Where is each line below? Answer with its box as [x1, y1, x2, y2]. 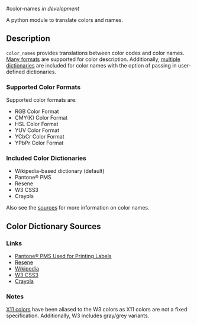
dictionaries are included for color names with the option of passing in [6, 62, 177, 69]
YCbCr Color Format [14, 133, 64, 140]
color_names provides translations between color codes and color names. [6, 49, 185, 56]
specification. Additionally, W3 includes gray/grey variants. [6, 312, 150, 319]
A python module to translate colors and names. [6, 17, 123, 23]
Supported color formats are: [6, 96, 77, 104]
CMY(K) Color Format [14, 114, 68, 121]
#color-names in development [6, 5, 80, 12]
